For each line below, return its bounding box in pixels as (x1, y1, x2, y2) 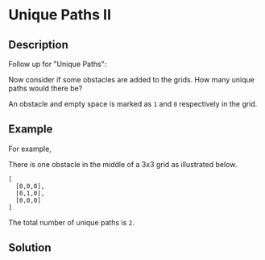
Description (8, 38, 68, 52)
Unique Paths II (8, 6, 111, 24)
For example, (8, 144, 52, 153)
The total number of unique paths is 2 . (8, 217, 135, 227)
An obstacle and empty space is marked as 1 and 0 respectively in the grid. (8, 99, 258, 108)
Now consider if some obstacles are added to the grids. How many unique (8, 75, 255, 84)
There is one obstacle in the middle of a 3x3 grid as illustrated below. (8, 159, 238, 169)
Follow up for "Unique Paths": (8, 59, 107, 69)
